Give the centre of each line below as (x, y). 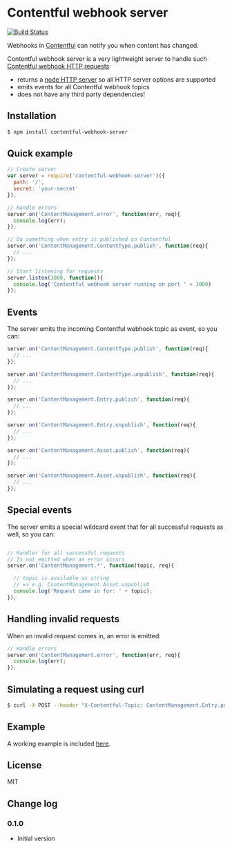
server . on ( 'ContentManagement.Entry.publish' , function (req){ (98, 399)
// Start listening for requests (55, 271)
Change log (32, 803)
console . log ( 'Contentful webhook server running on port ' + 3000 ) (113, 284)
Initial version (36, 838)
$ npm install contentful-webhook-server (68, 132)
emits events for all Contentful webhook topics (83, 87)
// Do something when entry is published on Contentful (89, 240)
